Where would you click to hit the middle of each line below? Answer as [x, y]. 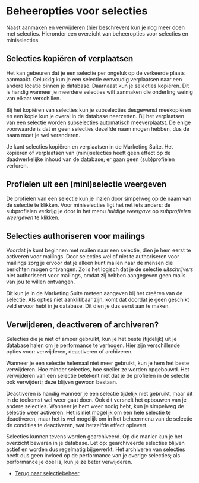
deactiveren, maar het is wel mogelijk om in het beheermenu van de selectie [99, 419]
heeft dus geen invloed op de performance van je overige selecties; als [93, 456]
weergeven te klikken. [33, 217]
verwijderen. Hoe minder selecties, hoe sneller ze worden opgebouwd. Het [98, 370]
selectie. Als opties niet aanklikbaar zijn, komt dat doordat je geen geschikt [98, 300]
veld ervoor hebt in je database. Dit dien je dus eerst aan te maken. [88, 306]
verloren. [17, 165]
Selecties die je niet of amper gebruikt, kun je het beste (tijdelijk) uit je [91, 339]
